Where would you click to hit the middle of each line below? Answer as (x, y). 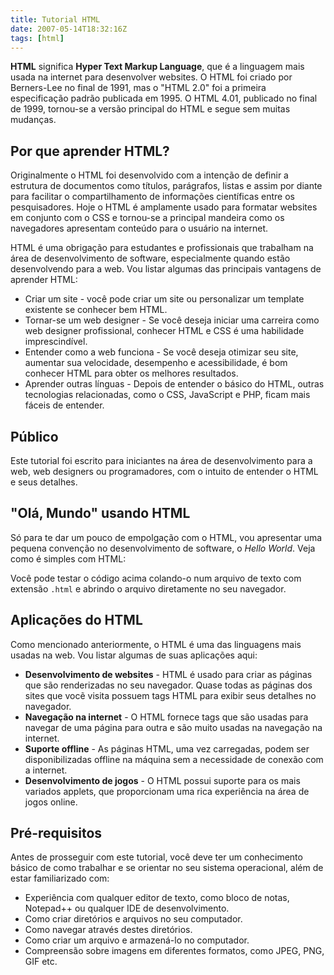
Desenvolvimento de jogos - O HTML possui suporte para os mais (162, 780)
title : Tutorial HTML (55, 19)
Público (34, 436)
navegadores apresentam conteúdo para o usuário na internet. (139, 228)
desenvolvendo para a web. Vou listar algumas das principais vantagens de (166, 269)
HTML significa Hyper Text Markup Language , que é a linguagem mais (157, 67)
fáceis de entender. (64, 405)
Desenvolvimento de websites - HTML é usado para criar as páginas (168, 674)
